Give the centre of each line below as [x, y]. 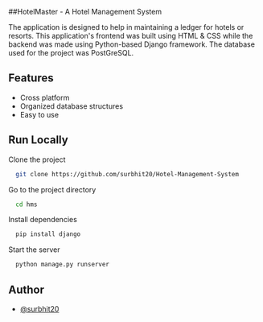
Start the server [34, 250]
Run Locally [38, 140]
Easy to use [39, 114]
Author [26, 289]
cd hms [27, 204]
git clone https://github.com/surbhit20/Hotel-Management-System [127, 174]
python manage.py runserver [63, 265]
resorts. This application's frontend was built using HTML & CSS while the [131, 36]
